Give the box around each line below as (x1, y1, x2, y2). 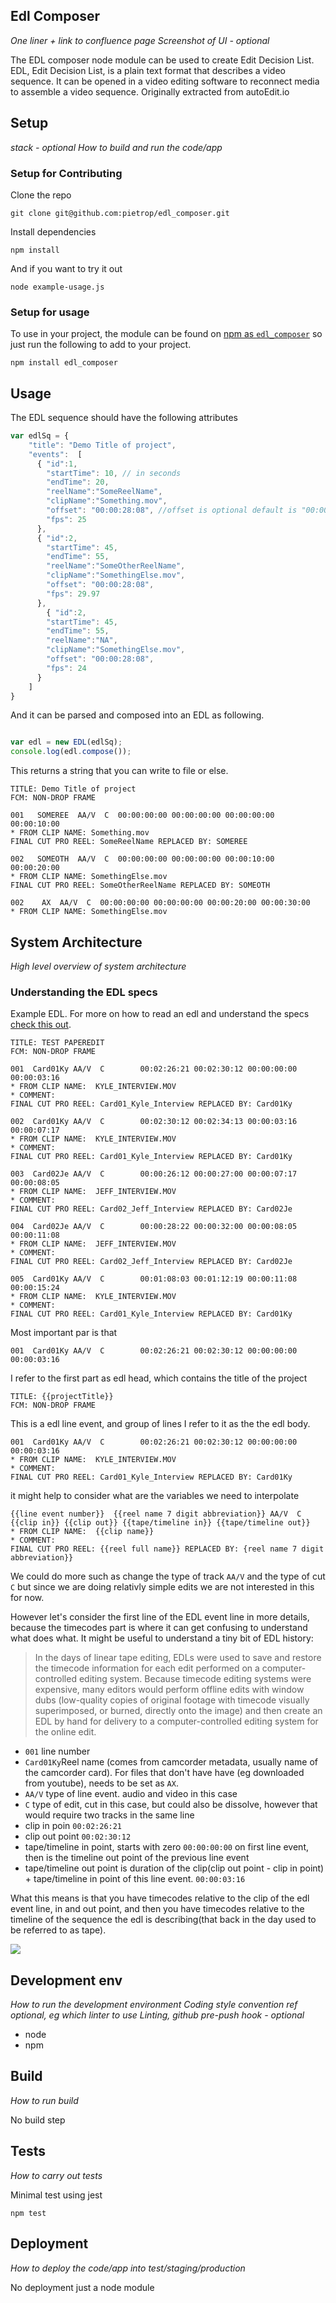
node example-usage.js (10, 282, 105, 292)
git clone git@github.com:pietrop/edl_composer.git (10, 208, 230, 218)
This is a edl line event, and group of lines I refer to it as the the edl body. (10, 1418, 311, 1430)
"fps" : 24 (46, 663, 87, 673)
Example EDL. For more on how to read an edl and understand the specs (10, 1008, 310, 1020)
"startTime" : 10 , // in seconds (46, 468, 182, 478)
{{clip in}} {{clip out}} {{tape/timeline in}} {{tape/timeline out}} (10, 1518, 311, 1528)
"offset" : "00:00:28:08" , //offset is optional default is (46, 505, 298, 516)
